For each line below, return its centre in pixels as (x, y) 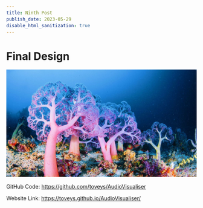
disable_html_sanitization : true (48, 25)
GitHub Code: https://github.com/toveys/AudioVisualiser (76, 186)
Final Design (38, 56)
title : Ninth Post (29, 13)
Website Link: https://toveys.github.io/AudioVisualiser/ (73, 198)
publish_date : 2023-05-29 (39, 19)
